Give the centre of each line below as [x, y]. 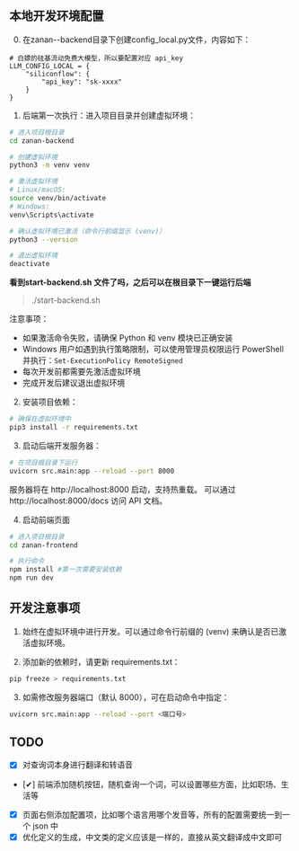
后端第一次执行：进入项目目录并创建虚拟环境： [109, 115]
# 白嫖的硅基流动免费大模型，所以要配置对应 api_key [97, 58]
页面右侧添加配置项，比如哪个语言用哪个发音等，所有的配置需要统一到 [152, 814]
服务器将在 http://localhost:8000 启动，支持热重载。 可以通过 [123, 489]
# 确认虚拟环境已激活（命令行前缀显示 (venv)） [88, 231]
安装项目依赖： [50, 402]
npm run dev [31, 578]
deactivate [30, 264]
